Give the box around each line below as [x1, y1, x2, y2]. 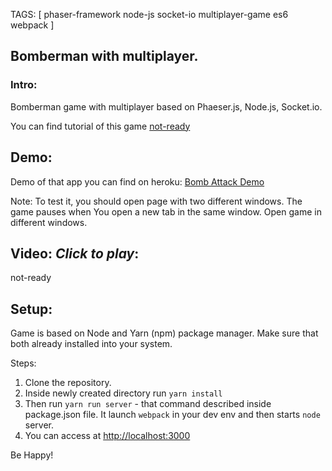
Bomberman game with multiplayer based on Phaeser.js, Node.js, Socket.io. [10, 100, 323, 113]
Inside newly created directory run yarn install [24, 387, 223, 399]
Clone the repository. [24, 377, 112, 389]
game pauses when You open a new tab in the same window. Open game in [10, 205, 322, 218]
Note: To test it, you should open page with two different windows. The [10, 195, 303, 207]
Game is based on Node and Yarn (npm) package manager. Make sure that [10, 327, 319, 339]
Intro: [10, 78, 38, 92]
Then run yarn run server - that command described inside [24, 398, 272, 410]
